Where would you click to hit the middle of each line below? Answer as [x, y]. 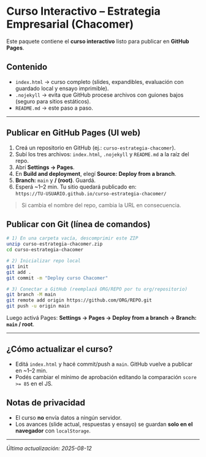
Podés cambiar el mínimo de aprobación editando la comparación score [106, 377]
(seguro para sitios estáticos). [53, 101]
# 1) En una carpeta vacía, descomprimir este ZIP [72, 238]
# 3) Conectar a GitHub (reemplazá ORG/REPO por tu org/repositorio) [97, 289]
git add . [19, 272]
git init [17, 266]
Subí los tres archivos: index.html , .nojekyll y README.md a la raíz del [102, 154]
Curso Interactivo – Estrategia [83, 11]
